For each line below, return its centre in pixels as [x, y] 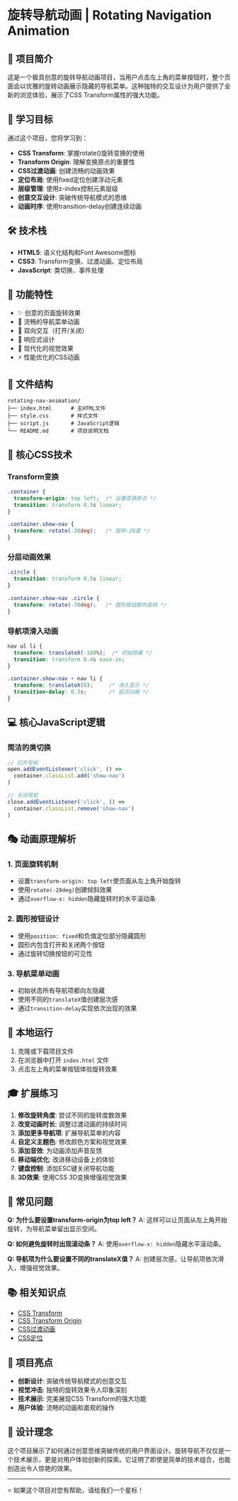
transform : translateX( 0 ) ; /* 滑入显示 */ [81, 686]
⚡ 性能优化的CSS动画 [49, 357]
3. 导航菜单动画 [34, 973]
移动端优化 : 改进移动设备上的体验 [66, 1159]
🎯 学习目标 [30, 120]
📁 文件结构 [30, 384]
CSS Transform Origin [50, 1321]
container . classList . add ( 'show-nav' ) [69, 776]
